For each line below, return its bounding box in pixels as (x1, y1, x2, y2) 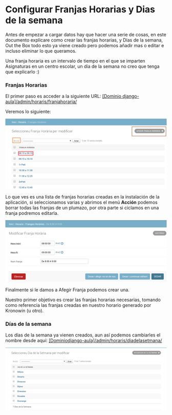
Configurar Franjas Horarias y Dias (5, 4, 155, 15)
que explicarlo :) (5, 68, 40, 75)
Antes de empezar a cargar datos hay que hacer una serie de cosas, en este (5, 31, 166, 37)
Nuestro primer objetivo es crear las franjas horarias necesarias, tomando (5, 297, 161, 303)
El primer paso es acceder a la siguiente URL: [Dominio (5, 93, 122, 100)
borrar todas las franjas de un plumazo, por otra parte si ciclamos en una (5, 204, 159, 211)
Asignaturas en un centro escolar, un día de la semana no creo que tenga (5, 63, 160, 69)
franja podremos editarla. (5, 210, 59, 216)
